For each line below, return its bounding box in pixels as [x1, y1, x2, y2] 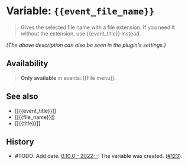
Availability [6, 59, 48, 69]
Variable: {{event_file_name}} [6, 4, 155, 18]
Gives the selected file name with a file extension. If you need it [20, 24, 176, 31]
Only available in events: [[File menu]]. [20, 74, 116, 81]
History [6, 137, 34, 147]
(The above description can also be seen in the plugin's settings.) [6, 41, 167, 48]
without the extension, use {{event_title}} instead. [20, 30, 141, 37]
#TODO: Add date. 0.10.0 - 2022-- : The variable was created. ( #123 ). [14, 153, 183, 160]
